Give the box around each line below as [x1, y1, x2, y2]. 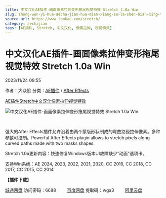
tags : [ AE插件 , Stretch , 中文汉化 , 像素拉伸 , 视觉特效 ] [5, 26, 112, 31]
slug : [5, 12, 16, 17]
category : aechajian [5, 21, 48, 26]
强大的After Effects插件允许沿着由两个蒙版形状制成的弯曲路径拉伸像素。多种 [5, 129, 161, 135]
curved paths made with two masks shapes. [5, 140, 95, 146]
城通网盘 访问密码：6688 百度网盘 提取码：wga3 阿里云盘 [5, 187, 142, 193]
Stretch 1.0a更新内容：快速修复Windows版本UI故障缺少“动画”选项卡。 [5, 151, 147, 157]
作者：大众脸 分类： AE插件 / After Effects [5, 87, 89, 94]
